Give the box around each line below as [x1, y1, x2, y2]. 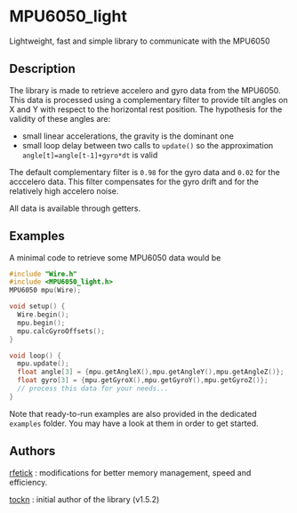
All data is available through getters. [9, 203, 140, 213]
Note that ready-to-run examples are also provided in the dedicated [9, 408, 258, 419]
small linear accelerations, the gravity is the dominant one [21, 131, 234, 141]
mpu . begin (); [17, 318, 66, 327]
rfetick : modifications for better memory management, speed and [9, 467, 252, 477]
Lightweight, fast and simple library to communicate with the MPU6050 [9, 36, 270, 46]
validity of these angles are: [9, 113, 111, 124]
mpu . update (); [17, 359, 69, 368]
